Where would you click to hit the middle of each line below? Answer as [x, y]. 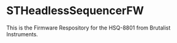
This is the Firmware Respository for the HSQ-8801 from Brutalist [88, 28]
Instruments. [22, 34]
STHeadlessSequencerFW [75, 11]
